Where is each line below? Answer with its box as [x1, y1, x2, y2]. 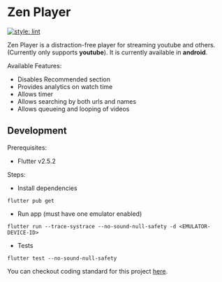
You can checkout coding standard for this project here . [7, 267, 168, 275]
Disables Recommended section [17, 75, 110, 84]
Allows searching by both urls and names [17, 97, 137, 105]
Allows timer [17, 90, 54, 98]
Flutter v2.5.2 [17, 157, 56, 165]
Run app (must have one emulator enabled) [17, 210, 142, 218]
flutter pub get [7, 197, 54, 204]
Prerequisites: [7, 143, 47, 152]
